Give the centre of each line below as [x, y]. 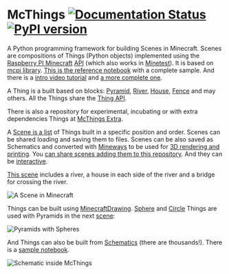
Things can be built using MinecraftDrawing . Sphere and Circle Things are [112, 208]
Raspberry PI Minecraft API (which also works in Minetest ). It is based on [110, 62]
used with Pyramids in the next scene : [61, 216]
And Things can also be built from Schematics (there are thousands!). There [115, 242]
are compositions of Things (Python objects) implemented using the [103, 56]
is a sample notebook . [39, 249]
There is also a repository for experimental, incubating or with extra [102, 111]
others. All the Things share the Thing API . [67, 98]
